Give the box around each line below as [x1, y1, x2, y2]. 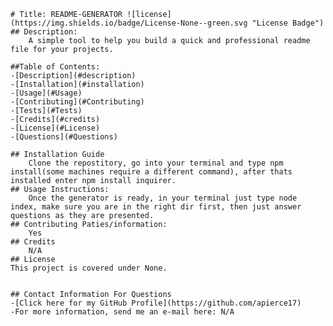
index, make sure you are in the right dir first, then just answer [10, 202, 302, 212]
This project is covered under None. [10, 263, 168, 273]
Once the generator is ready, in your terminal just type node [28, 193, 298, 203]
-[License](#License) [10, 123, 101, 133]
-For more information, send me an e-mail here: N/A [10, 307, 235, 317]
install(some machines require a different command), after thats [10, 167, 293, 177]
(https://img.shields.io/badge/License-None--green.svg [10, 18, 248, 28]
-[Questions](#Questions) [10, 132, 118, 142]
